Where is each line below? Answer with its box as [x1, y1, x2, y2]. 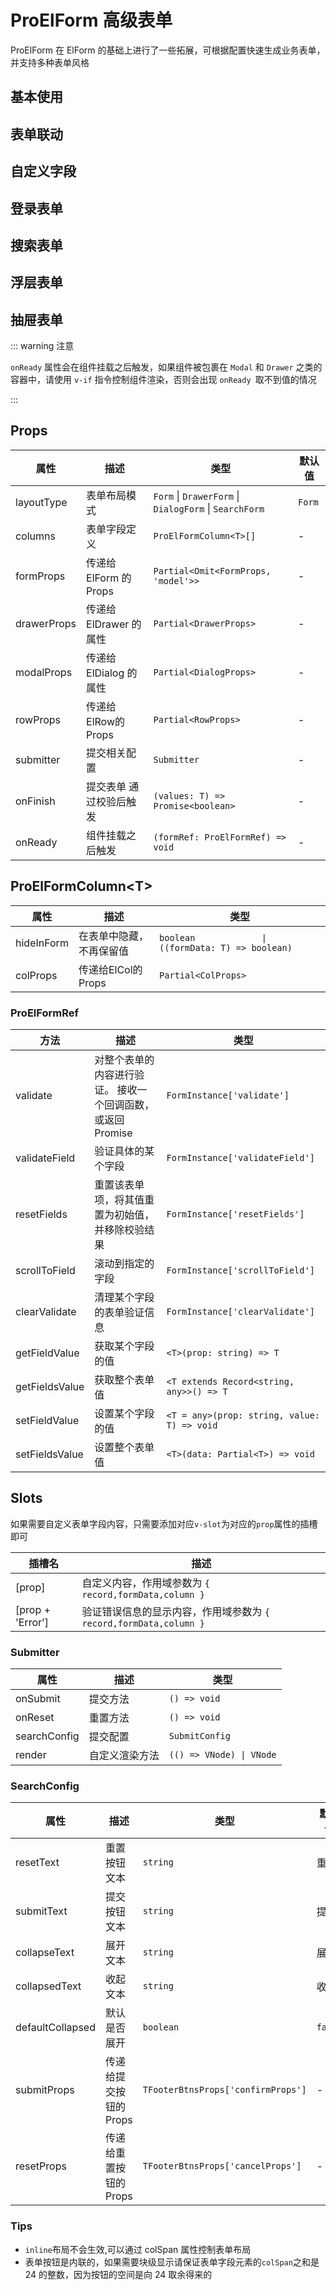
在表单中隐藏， [78, 929, 149, 943]
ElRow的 [86, 714, 125, 728]
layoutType [15, 495, 68, 509]
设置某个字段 [94, 1407, 155, 1421]
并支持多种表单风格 [10, 56, 90, 68]
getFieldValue [15, 1346, 80, 1360]
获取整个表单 [94, 1373, 155, 1387]
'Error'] [15, 1615, 50, 1629]
